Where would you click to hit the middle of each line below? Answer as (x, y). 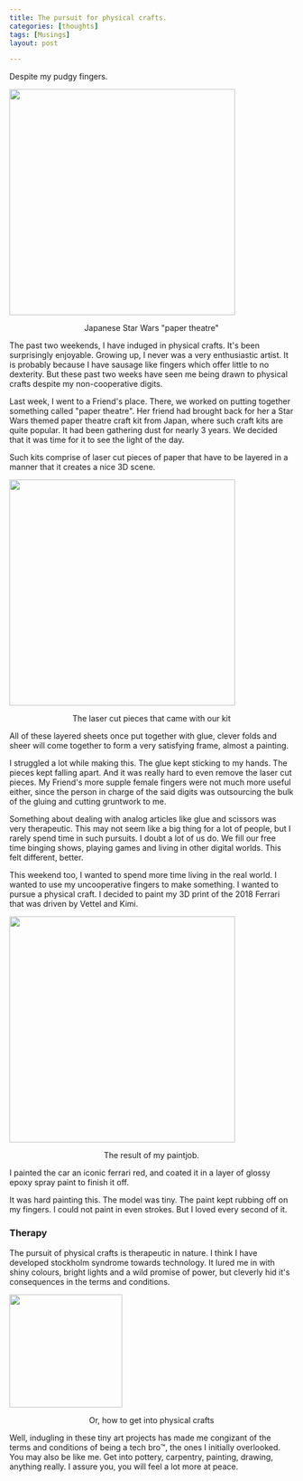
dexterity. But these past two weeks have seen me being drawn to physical (149, 374)
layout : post (34, 43)
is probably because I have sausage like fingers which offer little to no (139, 365)
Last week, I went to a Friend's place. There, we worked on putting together (150, 401)
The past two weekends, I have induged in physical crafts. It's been (134, 345)
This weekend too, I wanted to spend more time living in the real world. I (143, 875)
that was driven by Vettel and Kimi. (74, 904)
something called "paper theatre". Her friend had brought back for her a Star (151, 411)
